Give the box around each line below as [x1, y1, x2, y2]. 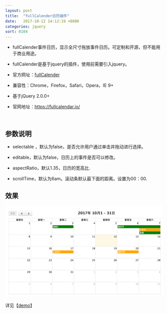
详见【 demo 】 [5, 302, 35, 308]
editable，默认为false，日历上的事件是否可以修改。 [12, 154, 118, 160]
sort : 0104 [5, 29, 28, 35]
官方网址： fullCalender [12, 72, 60, 78]
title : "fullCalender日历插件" [5, 13, 70, 19]
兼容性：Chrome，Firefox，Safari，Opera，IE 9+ [12, 83, 114, 89]
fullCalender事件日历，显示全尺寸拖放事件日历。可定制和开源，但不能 [12, 44, 156, 50]
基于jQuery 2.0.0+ [12, 93, 50, 99]
